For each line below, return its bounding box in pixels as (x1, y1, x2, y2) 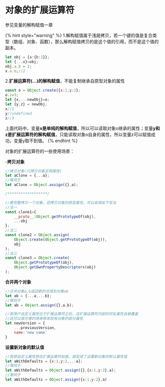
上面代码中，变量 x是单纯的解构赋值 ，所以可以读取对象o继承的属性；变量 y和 (5, 125, 160, 131)
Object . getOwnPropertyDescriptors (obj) (14, 265, 96, 270)
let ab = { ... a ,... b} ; (5, 293, 52, 298)
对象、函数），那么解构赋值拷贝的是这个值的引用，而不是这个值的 (26, 38, 159, 45)
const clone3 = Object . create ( (5, 256, 70, 261)
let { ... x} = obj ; (5, 59, 39, 64)
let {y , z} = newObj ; (5, 102, 48, 107)
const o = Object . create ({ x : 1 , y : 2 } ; (5, 88, 81, 93)
